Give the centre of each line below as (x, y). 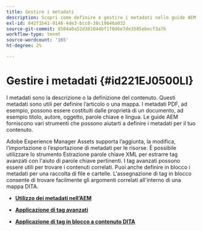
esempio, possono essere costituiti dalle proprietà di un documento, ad (95, 110)
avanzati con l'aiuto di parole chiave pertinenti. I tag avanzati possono (93, 160)
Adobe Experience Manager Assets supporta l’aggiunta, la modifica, (91, 141)
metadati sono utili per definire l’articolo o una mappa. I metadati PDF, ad (97, 104)
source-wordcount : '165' (37, 40)
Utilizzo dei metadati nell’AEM (53, 198)
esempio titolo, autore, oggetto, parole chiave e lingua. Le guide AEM (92, 117)
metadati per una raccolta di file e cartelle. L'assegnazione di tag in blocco (99, 174)
